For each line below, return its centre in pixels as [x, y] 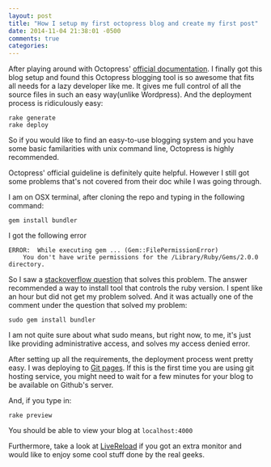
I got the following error [48, 236]
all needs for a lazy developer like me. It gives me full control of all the [125, 86]
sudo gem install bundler [52, 320]
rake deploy [28, 125]
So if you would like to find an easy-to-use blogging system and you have [131, 140]
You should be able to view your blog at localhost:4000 [101, 431]
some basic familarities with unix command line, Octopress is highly [121, 149]
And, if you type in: [40, 401]
